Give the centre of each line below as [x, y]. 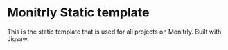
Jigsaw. [18, 38]
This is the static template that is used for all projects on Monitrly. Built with [114, 32]
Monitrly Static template [79, 13]
